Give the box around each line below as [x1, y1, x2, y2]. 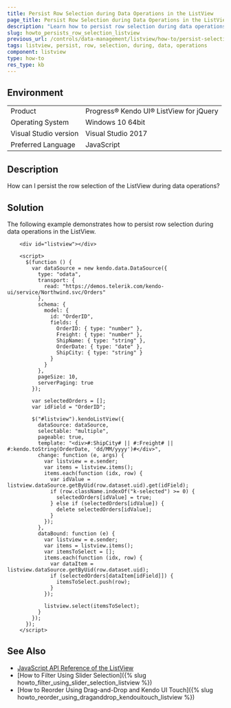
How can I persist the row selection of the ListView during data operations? [7, 182, 220, 190]
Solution [7, 201, 44, 214]
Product [10, 106, 36, 116]
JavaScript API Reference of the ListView [16, 663, 134, 672]
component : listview [7, 49, 67, 56]
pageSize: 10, [37, 374, 78, 381]
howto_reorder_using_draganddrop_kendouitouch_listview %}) [16, 693, 195, 701]
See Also [7, 645, 46, 657]
